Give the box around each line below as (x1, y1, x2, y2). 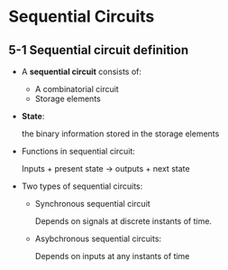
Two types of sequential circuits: (21, 181, 143, 191)
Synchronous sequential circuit (34, 199, 150, 209)
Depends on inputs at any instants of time (34, 251, 190, 261)
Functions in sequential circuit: (21, 146, 136, 156)
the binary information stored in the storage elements (21, 128, 220, 139)
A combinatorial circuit (34, 84, 119, 94)
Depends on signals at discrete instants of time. (34, 216, 213, 227)
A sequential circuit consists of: (21, 66, 141, 77)
